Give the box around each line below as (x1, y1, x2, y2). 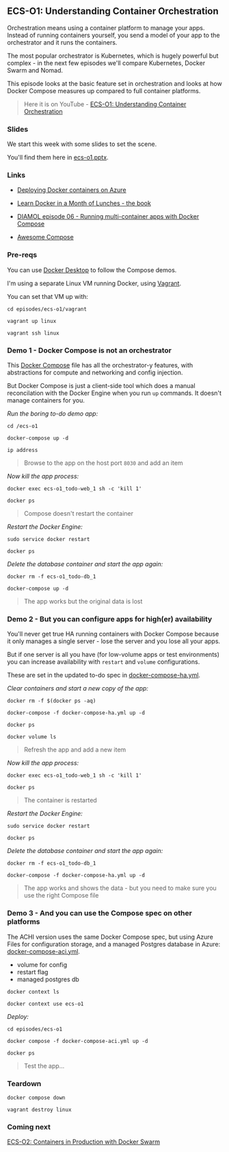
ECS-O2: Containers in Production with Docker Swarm (7, 1138, 161, 1146)
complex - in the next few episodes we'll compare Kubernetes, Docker (7, 58, 206, 67)
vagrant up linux (7, 317, 57, 324)
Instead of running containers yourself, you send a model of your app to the (7, 31, 220, 39)
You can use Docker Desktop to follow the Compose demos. (7, 265, 177, 274)
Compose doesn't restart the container (23, 509, 133, 517)
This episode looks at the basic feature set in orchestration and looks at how (7, 79, 222, 88)
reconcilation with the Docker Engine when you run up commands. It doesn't (7, 389, 222, 397)
